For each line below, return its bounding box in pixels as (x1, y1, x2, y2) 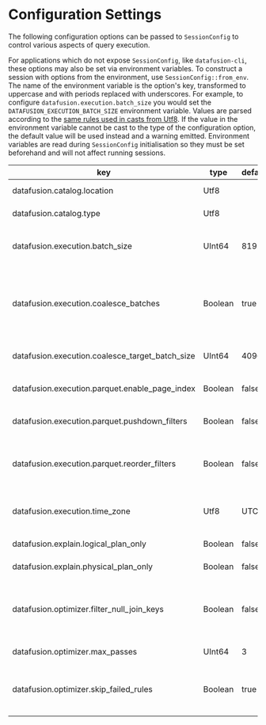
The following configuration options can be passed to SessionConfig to (8, 32, 239, 41)
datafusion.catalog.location (12, 184, 114, 195)
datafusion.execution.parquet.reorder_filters (12, 457, 177, 469)
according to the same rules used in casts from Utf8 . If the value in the (8, 114, 238, 123)
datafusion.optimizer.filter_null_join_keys (12, 603, 164, 614)
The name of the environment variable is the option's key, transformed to (8, 81, 247, 90)
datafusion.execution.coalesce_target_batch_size (12, 350, 196, 361)
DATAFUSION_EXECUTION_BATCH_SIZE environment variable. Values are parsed (8, 105, 252, 116)
